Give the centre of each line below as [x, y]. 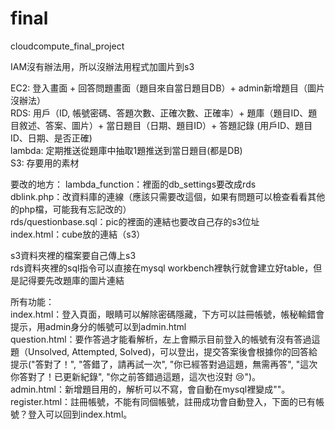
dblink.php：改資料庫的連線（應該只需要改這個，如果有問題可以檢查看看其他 [168, 196]
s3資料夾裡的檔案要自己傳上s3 [73, 255]
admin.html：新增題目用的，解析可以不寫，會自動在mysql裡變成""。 [150, 389]
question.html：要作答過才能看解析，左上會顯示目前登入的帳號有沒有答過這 [165, 339]
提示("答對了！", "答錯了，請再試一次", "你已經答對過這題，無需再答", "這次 [164, 364]
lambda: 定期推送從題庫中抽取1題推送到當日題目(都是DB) [126, 150]
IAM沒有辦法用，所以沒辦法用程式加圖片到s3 [102, 66]
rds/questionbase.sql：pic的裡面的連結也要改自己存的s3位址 [135, 221]
